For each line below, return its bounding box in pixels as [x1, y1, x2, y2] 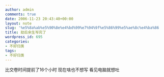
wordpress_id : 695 [5, 35, 43, 40]
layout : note [5, 21, 32, 26]
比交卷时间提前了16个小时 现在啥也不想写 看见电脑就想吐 [5, 67, 120, 73]
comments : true [5, 12, 36, 17]
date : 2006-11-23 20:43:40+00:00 [5, 16, 74, 21]
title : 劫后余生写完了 [5, 30, 47, 35]
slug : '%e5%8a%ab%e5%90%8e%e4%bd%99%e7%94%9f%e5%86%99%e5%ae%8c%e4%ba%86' [5, 26, 162, 30]
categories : [5, 39, 29, 44]
